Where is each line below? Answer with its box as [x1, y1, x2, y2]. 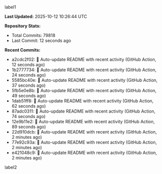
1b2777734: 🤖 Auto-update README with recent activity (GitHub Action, [11, 67, 157, 73]
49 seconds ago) [11, 93, 46, 98]
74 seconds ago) [11, 114, 46, 119]
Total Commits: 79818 [11, 33, 56, 38]
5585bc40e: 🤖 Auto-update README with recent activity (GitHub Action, [11, 77, 158, 83]
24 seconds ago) [11, 72, 46, 77]
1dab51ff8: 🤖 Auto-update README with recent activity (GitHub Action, [11, 98, 154, 104]
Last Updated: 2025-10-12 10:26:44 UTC [4, 14, 87, 19]
